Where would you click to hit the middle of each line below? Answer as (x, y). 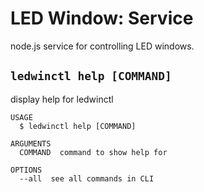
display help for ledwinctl (62, 99)
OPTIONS (26, 170)
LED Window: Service (102, 18)
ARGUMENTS (31, 143)
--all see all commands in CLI (87, 178)
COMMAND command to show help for (93, 152)
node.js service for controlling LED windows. (102, 46)
